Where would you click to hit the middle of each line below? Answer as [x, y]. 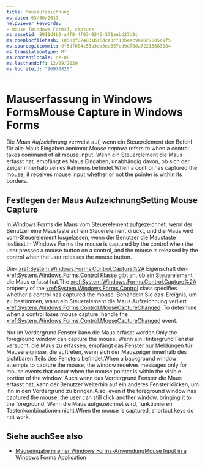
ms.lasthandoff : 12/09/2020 [42, 63]
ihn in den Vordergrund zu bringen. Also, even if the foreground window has [102, 391]
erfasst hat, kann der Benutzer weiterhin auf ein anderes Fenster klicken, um [103, 384]
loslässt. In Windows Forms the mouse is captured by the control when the [100, 244]
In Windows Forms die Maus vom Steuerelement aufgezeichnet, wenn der [99, 224]
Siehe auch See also [45, 436]
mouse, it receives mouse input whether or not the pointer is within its [94, 174]
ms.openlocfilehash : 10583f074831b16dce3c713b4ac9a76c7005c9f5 [89, 40]
